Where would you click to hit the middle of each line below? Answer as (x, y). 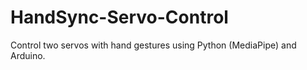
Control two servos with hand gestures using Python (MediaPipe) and (153, 45)
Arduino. (28, 55)
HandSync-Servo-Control (119, 17)
